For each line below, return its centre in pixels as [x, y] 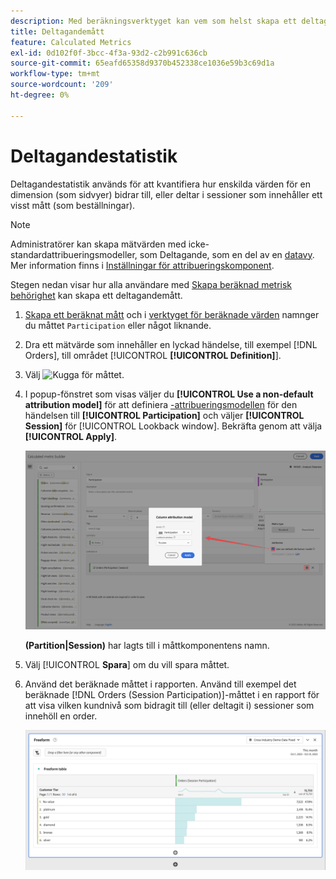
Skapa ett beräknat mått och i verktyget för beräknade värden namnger [172, 314]
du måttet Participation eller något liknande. [118, 325]
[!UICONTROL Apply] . [71, 436]
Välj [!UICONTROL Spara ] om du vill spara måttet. [127, 665]
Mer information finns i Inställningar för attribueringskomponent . [142, 265]
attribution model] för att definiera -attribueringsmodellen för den [161, 404]
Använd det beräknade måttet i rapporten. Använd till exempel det [160, 684]
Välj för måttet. [74, 374]
